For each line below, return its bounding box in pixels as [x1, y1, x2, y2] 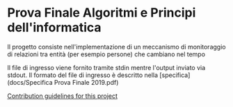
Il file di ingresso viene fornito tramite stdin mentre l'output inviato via [7, 63, 206, 72]
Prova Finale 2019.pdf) [54, 78, 119, 86]
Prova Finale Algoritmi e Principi [7, 5, 196, 21]
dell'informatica [7, 19, 102, 35]
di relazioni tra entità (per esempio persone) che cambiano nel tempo [7, 50, 206, 58]
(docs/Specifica [7, 78, 54, 86]
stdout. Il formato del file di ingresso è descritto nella [7, 71, 159, 79]
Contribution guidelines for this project [7, 92, 118, 100]
